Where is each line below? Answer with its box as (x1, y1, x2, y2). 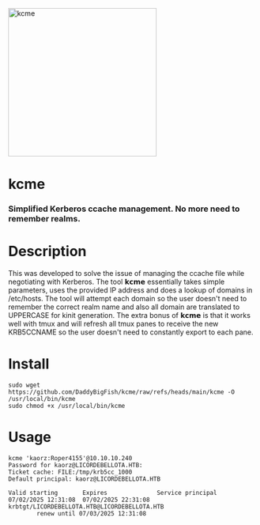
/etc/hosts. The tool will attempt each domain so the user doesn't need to (8, 294, 247, 304)
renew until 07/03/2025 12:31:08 (36, 509, 147, 517)
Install (8, 355, 50, 373)
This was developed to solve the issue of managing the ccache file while (8, 269, 245, 278)
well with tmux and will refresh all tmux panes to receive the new (8, 319, 219, 329)
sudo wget (8, 381, 41, 389)
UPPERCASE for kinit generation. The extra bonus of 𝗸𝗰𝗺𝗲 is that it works (8, 311, 251, 320)
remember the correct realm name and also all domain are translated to (8, 302, 240, 312)
